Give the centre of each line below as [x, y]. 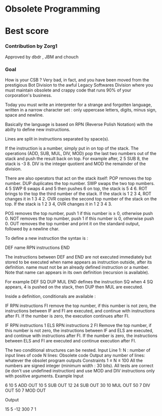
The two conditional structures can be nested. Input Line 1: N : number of [78, 350]
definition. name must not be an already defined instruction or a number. [77, 267]
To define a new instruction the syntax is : [47, 238]
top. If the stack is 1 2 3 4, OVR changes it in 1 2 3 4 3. [59, 204]
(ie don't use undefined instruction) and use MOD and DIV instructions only [80, 370]
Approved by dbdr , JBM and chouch [42, 57]
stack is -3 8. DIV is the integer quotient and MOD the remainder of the [75, 164]
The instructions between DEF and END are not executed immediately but [78, 257]
